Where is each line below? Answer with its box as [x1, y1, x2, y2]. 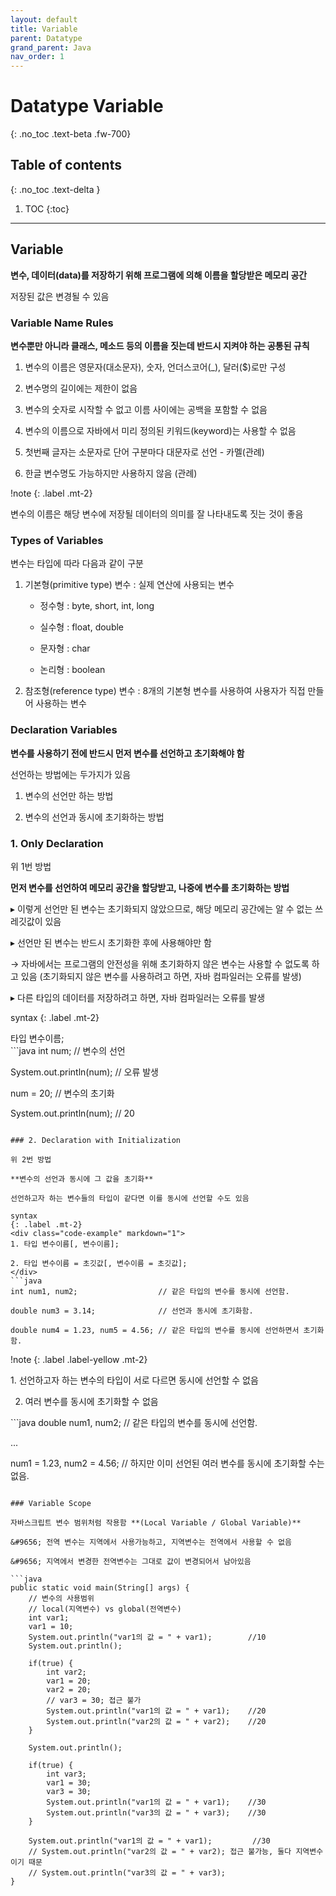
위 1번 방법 [10, 860, 52, 872]
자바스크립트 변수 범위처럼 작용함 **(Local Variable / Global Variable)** [10, 1517, 302, 1528]
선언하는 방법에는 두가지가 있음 [10, 768, 132, 780]
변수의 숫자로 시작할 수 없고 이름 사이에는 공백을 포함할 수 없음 [24, 403, 268, 415]
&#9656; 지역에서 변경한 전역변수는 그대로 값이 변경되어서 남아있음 [10, 1556, 252, 1566]
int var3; [46, 1769, 87, 1779]
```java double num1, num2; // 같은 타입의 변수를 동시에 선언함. [10, 1416, 258, 1428]
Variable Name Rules [10, 316, 114, 330]
